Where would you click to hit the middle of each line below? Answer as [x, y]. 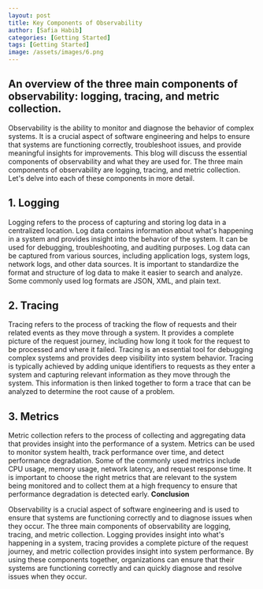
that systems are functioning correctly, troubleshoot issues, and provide [125, 144]
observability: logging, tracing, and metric [114, 97]
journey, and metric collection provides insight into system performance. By [131, 551]
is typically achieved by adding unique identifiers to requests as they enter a [132, 366]
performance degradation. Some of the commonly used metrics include [124, 461]
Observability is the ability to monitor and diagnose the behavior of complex [131, 128]
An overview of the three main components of [123, 84]
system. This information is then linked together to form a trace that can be [130, 383]
